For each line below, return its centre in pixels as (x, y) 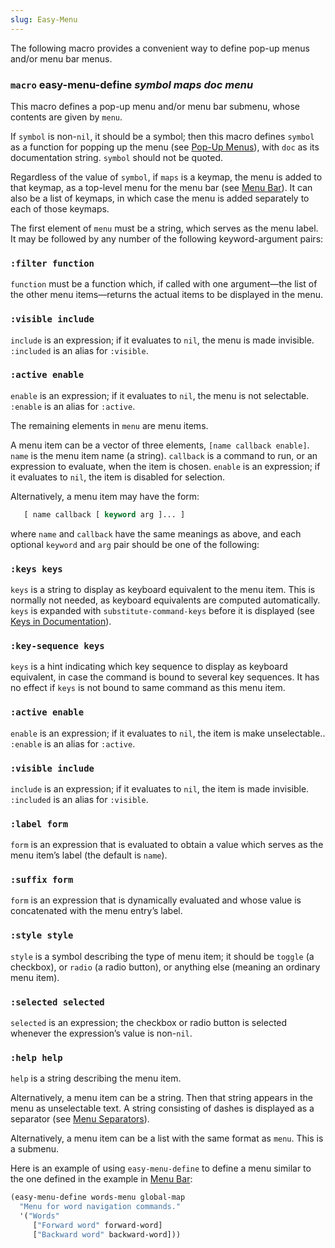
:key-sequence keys (57, 645)
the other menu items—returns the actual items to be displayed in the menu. (166, 295)
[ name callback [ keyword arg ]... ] (104, 514)
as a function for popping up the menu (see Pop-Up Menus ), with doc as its (165, 147)
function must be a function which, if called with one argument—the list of (164, 284)
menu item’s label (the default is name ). (89, 855)
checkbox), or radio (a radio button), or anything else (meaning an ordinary (165, 967)
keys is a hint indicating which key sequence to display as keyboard (149, 667)
